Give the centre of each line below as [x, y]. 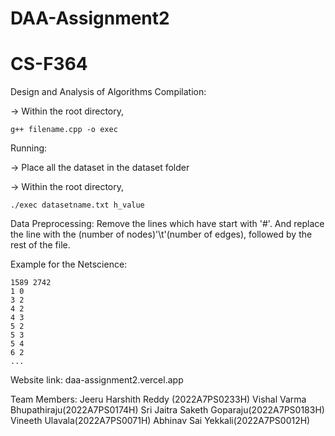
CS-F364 [49, 64]
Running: [29, 148]
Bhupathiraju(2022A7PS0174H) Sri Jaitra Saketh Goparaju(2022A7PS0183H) [167, 410]
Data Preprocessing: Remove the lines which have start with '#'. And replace [167, 224]
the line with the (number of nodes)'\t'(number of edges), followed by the [161, 234]
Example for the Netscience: [69, 264]
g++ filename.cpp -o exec [64, 130]
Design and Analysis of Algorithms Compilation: [108, 92]
